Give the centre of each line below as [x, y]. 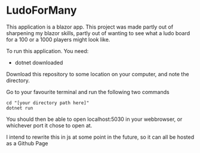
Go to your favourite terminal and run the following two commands [88, 92]
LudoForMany [41, 10]
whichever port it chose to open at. [49, 125]
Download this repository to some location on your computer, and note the [98, 74]
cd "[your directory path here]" [48, 103]
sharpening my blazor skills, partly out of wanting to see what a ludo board [98, 33]
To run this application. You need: [47, 51]
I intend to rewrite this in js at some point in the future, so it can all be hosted [100, 137]
